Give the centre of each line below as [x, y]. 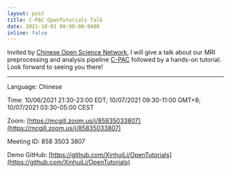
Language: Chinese [35, 87]
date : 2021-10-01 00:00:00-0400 [53, 26]
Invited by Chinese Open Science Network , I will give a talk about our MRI [111, 52]
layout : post [26, 13]
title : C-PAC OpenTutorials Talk [55, 20]
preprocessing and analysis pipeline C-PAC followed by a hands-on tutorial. [114, 60]
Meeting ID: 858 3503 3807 [46, 141]
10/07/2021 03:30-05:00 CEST [51, 108]
